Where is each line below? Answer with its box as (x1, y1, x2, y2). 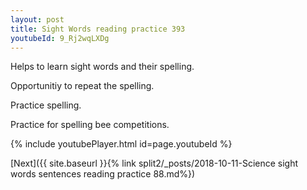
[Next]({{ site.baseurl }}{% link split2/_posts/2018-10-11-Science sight (10, 157, 299, 170)
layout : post (10, 14, 65, 25)
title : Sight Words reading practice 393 (10, 24, 186, 34)
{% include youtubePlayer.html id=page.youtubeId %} (10, 138, 233, 150)
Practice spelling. (10, 99, 82, 111)
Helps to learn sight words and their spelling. (10, 61, 195, 73)
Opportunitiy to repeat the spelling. (10, 80, 155, 92)
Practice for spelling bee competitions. (10, 119, 170, 131)
